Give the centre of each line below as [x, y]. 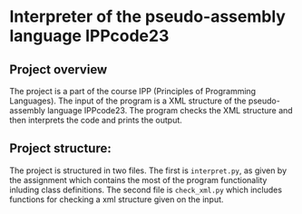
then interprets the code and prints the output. [96, 120]
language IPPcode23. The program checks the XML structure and [170, 110]
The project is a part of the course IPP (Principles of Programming [133, 91]
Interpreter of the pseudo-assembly [147, 17]
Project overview [58, 69]
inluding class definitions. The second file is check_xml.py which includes [146, 190]
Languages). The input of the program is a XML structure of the [128, 101]
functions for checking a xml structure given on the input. [117, 199]
